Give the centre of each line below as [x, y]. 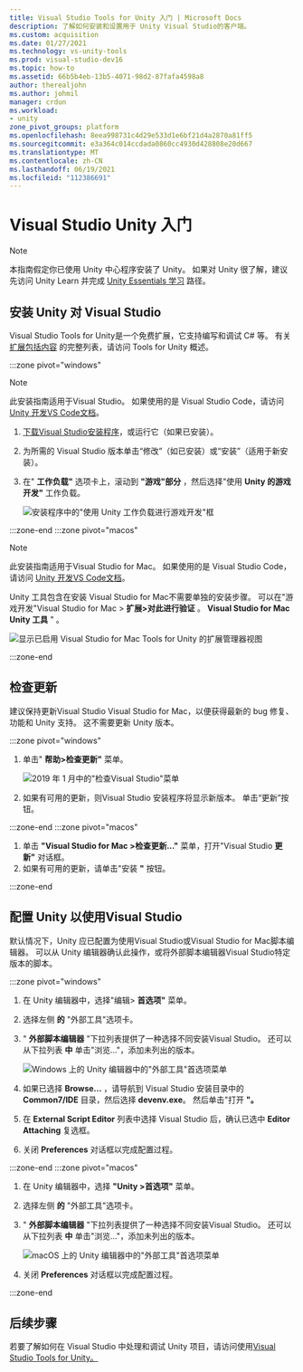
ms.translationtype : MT [54, 152]
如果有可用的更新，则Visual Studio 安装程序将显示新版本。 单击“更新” [152, 797]
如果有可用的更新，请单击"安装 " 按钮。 [96, 868]
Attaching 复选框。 [58, 1130]
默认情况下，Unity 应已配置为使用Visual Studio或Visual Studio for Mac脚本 [148, 940]
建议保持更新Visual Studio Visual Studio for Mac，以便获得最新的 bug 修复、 [151, 710]
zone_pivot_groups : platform [64, 128]
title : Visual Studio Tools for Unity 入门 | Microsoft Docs [126, 18]
